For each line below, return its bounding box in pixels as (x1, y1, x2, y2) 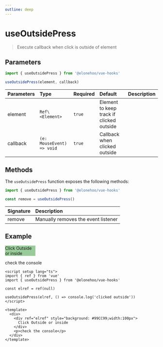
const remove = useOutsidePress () (5, 197, 75, 201)
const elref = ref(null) (5, 286, 55, 291)
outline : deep (5, 7, 34, 12)
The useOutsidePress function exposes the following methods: (5, 178, 130, 184)
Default (99, 91, 117, 98)
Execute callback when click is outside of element (16, 44, 117, 50)
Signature (7, 207, 31, 214)
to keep (99, 105, 117, 112)
